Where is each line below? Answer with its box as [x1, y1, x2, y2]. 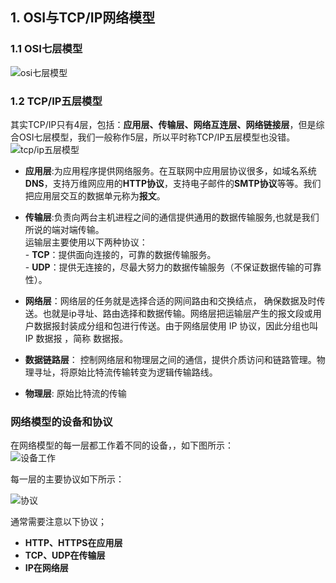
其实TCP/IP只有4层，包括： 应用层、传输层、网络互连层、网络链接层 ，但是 [10, 118, 317, 130]
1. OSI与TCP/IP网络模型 [10, 9, 156, 27]
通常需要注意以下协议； [10, 516, 107, 528]
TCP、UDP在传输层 [24, 549, 106, 562]
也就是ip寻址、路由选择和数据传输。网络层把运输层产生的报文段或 [42, 307, 313, 319]
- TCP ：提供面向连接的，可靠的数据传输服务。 [24, 248, 217, 260]
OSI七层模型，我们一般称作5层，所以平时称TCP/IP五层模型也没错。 [18, 131, 296, 143]
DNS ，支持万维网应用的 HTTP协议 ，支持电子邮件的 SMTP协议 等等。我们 [24, 177, 322, 189]
